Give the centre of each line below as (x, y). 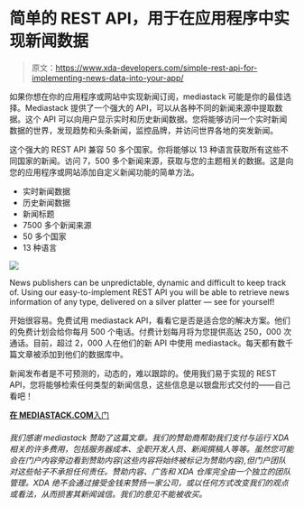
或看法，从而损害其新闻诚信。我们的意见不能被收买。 (108, 493)
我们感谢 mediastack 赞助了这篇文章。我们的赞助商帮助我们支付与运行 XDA (149, 438)
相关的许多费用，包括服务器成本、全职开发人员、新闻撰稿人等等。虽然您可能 (152, 448)
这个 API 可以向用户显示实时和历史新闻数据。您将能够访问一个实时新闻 (156, 119)
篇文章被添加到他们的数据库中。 (69, 354)
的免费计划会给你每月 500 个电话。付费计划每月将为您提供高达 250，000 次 (150, 331)
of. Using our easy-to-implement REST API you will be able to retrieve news (150, 292)
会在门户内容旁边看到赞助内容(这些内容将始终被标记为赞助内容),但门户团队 (148, 460)
